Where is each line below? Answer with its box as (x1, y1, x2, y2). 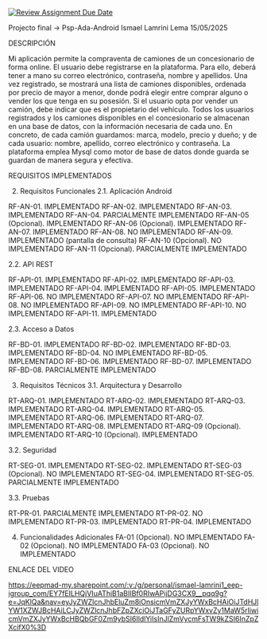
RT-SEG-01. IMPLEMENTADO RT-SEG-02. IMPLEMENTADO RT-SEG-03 (8, 461, 242, 470)
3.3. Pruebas (8, 493, 50, 502)
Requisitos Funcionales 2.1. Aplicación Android (19, 186, 172, 195)
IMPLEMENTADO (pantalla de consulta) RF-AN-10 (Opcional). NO (8, 236, 222, 245)
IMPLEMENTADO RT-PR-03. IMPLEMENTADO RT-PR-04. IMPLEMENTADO (8, 517, 252, 526)
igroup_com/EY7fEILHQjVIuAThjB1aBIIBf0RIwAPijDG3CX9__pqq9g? (8, 589, 228, 598)
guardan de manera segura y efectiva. (8, 155, 133, 165)
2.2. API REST (8, 260, 54, 269)
